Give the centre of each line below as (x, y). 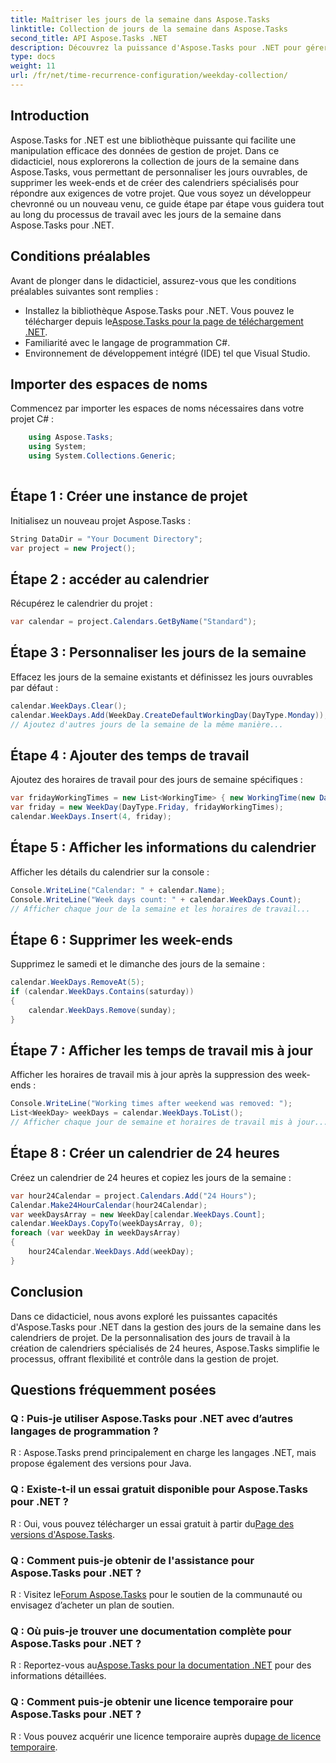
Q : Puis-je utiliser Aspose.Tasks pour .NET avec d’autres (152, 1418)
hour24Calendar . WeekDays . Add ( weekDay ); (111, 1252)
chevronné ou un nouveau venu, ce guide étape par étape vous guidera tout (167, 203)
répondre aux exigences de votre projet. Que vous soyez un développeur (161, 193)
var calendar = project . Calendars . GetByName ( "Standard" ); (133, 622)
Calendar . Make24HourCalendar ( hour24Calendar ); (109, 1205)
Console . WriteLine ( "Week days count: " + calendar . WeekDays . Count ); (156, 899)
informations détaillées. (58, 1676)
